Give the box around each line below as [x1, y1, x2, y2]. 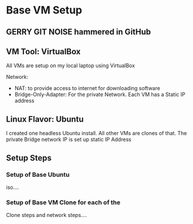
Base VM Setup [6, 4, 82, 17]
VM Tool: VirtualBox [6, 46, 81, 56]
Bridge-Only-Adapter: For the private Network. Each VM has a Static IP [14, 91, 185, 98]
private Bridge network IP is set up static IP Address [6, 136, 132, 143]
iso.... [6, 184, 19, 191]
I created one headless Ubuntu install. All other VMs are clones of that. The [6, 130, 187, 137]
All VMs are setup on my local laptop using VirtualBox [6, 62, 136, 69]
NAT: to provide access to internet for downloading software [14, 85, 161, 92]
